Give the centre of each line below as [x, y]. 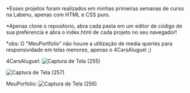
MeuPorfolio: [22, 84]
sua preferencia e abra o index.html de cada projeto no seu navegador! [91, 32]
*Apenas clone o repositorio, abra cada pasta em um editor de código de [94, 26]
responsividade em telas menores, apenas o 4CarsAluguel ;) [79, 50]
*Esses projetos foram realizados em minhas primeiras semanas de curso [95, 8]
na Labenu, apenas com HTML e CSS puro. [58, 15]
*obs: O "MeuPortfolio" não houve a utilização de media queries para [89, 44]
